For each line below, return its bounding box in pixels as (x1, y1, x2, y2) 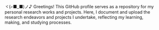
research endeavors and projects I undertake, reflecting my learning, (4, 15, 144, 20)
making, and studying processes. (4, 19, 72, 25)
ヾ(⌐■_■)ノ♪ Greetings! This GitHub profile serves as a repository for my (4, 4, 154, 9)
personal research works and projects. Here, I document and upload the (4, 9, 151, 15)
